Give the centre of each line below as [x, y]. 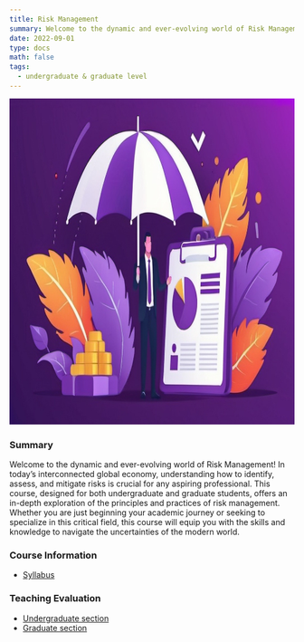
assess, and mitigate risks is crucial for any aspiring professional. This [140, 484]
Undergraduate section [66, 618]
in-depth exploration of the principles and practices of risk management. [145, 503]
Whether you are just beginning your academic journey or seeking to [137, 513]
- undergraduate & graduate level [82, 77]
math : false [32, 57]
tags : [19, 67]
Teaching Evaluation [55, 599]
